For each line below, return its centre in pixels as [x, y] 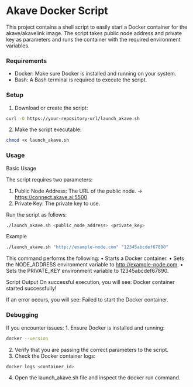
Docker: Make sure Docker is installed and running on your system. [95, 74]
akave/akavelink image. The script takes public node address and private [94, 33]
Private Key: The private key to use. [57, 203]
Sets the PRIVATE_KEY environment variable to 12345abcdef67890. [87, 271]
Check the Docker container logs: [55, 356]
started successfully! [31, 289]
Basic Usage [21, 168]
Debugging [22, 315]
